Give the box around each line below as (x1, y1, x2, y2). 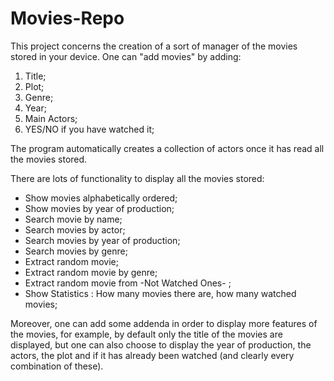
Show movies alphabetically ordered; (24, 192, 178, 204)
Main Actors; (24, 112, 78, 124)
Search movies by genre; (24, 245, 128, 257)
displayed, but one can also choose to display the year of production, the (10, 338, 312, 351)
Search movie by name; (24, 213, 123, 225)
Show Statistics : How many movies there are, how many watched (24, 287, 297, 299)
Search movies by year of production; (24, 234, 181, 246)
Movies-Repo (10, 7, 125, 30)
